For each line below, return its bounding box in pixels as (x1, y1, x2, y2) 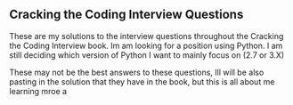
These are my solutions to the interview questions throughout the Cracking (9, 30, 284, 41)
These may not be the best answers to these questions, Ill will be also (9, 67, 265, 77)
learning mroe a (9, 85, 68, 96)
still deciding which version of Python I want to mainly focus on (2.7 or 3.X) (9, 49, 285, 61)
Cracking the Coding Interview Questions (9, 7, 244, 22)
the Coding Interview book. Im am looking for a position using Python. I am (9, 40, 283, 51)
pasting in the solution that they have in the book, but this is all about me (9, 76, 275, 87)
